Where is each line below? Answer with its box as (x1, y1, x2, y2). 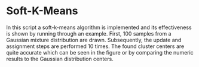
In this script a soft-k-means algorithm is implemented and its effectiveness (6, 24, 192, 31)
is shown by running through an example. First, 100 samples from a (6, 30, 172, 37)
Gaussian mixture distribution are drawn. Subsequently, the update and (6, 36, 182, 43)
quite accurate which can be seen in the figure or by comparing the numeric (6, 49, 194, 56)
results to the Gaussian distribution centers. (6, 55, 114, 62)
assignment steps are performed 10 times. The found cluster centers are (6, 43, 185, 50)
